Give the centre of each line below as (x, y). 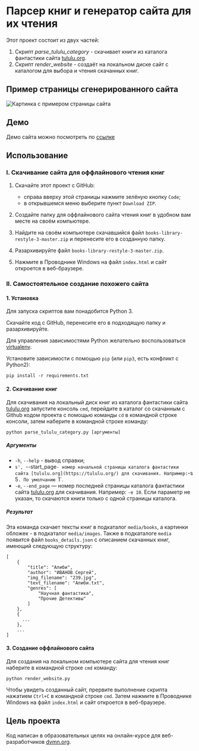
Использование (37, 155)
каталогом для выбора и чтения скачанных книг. (77, 70)
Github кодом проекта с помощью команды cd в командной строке (91, 415)
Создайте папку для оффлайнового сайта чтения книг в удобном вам (103, 215)
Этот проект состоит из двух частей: (53, 40)
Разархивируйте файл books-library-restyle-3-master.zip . (89, 251)
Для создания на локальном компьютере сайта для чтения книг (88, 661)
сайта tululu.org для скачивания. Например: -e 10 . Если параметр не (102, 492)
